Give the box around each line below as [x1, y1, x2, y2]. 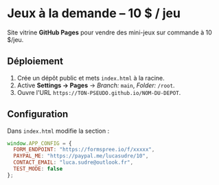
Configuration [7, 109, 69, 120]
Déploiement [7, 56, 64, 67]
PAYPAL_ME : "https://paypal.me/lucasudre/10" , [13, 153, 149, 160]
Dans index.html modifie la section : [7, 127, 110, 135]
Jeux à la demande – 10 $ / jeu [7, 6, 181, 21]
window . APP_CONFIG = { [7, 140, 72, 146]
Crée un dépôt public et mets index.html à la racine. [16, 74, 165, 82]
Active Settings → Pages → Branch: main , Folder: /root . [16, 81, 175, 89]
